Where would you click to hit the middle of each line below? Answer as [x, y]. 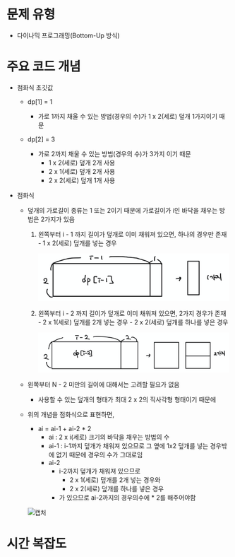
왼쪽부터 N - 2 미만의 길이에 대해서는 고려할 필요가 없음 [103, 385]
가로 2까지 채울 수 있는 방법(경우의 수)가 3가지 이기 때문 [114, 153]
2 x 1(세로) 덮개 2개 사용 [82, 171]
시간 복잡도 [37, 544]
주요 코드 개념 [44, 67]
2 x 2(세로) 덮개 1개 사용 [82, 180]
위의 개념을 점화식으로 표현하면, [71, 415]
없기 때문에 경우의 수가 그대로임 [100, 455]
